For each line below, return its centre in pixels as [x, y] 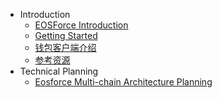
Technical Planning [59, 71]
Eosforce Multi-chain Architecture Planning [123, 82]
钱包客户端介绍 [65, 47]
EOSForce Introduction [81, 25]
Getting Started [66, 35]
